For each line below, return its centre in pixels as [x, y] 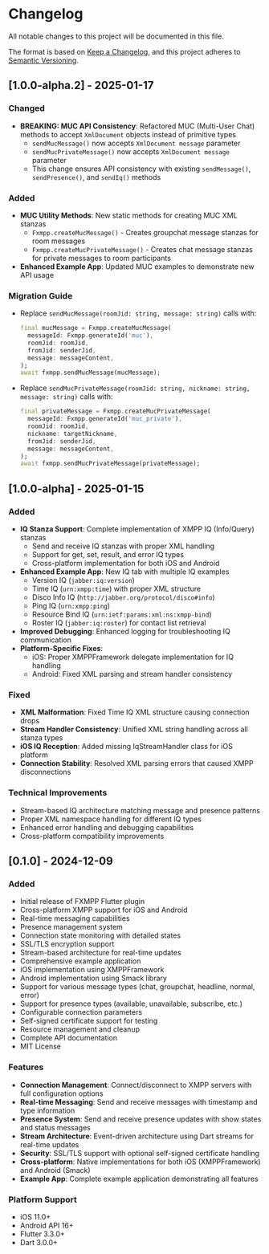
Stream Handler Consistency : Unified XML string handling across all [134, 729]
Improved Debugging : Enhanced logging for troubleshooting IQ [125, 632]
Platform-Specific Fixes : [61, 649]
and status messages [55, 1127]
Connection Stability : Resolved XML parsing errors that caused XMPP [137, 763]
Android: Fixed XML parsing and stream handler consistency [132, 674]
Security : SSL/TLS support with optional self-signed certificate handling [139, 1153]
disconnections [45, 772]
